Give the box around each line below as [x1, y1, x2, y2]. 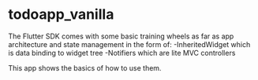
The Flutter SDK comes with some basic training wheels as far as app [8, 31, 234, 41]
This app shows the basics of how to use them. [8, 63, 162, 72]
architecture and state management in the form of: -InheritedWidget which [8, 39, 251, 49]
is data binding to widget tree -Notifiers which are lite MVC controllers [8, 48, 236, 57]
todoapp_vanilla [8, 5, 114, 24]
